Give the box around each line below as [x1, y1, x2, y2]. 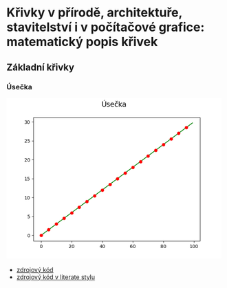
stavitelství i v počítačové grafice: [6, 19, 205, 35]
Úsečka [6, 82, 32, 91]
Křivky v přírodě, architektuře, [6, 5, 183, 21]
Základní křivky [6, 61, 75, 73]
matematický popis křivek [6, 34, 158, 49]
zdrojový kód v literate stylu [16, 273, 96, 281]
